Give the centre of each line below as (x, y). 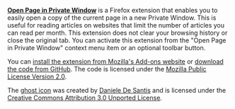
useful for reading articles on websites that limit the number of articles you (116, 25)
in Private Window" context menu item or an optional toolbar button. (107, 48)
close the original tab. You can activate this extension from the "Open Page (117, 40)
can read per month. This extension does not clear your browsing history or (117, 33)
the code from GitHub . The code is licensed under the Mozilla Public (107, 69)
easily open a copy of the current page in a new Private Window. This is (112, 18)
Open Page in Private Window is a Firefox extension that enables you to (113, 10)
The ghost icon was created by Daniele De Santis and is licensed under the (117, 90)
